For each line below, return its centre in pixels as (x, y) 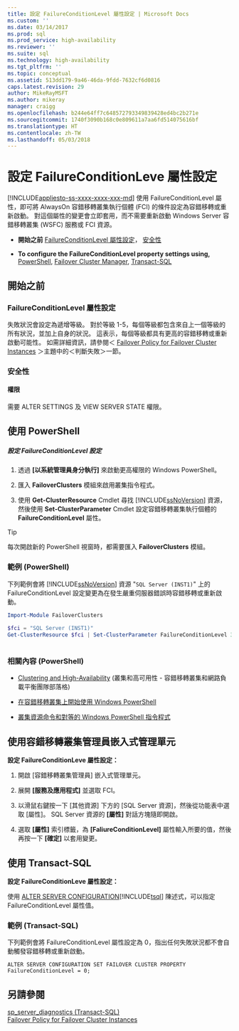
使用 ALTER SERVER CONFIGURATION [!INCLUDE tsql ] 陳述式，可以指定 (111, 896)
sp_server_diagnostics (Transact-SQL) (64, 1012)
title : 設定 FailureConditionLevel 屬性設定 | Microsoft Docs (98, 14)
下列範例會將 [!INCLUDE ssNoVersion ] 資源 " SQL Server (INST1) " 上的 (109, 584)
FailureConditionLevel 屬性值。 (53, 905)
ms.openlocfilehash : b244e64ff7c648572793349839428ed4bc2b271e (103, 113)
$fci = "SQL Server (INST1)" (51, 629)
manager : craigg (31, 107)
